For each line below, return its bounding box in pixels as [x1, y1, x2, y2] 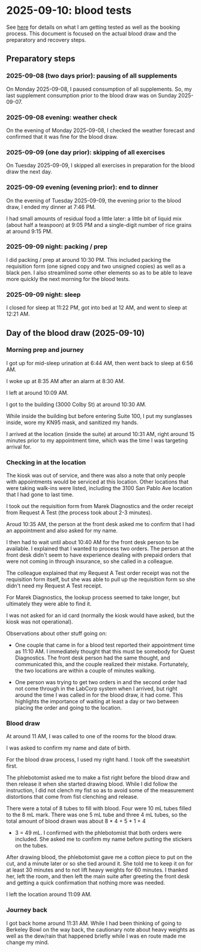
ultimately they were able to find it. [6, 600, 92, 607]
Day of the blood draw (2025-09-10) [6, 328, 145, 338]
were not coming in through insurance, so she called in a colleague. [6, 558, 174, 565]
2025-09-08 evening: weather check [6, 113, 118, 121]
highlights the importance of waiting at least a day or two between [14, 698, 179, 705]
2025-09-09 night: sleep [6, 290, 81, 299]
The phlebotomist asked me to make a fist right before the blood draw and [6, 774, 190, 781]
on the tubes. [14, 842, 48, 849]
